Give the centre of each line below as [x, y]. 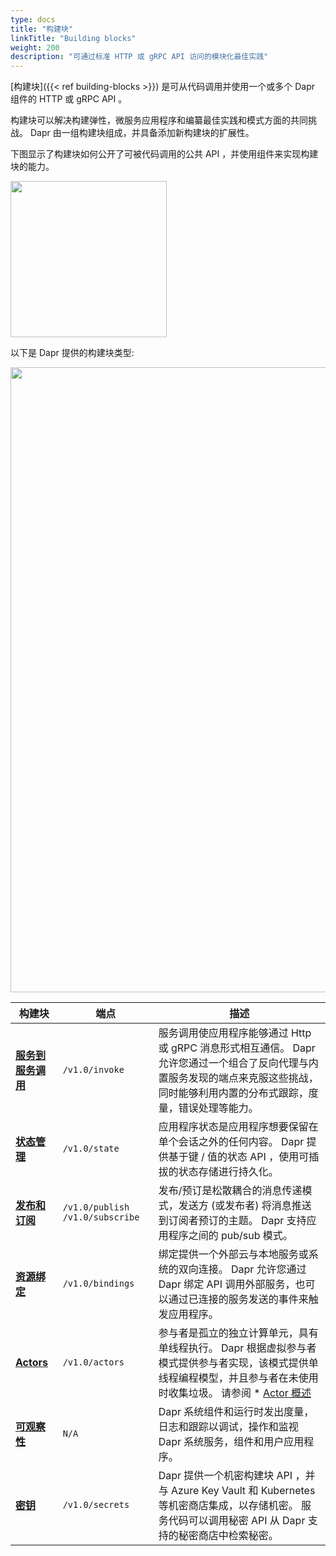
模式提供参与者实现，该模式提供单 [238, 1363]
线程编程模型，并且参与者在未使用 [238, 1378]
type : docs [33, 19]
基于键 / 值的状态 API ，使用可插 [244, 1157]
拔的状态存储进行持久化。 [218, 1172]
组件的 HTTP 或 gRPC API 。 [69, 99]
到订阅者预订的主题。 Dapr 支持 [232, 1221]
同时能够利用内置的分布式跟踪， [233, 1093]
